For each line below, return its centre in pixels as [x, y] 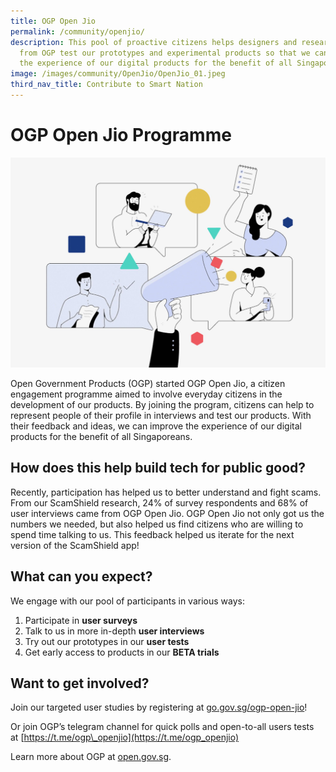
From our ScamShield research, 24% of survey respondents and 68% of [159, 502]
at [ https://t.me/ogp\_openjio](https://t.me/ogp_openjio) [125, 737]
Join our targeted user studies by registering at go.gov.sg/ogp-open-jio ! [159, 707]
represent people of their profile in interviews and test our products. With [161, 415]
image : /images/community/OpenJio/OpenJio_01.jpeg [118, 74]
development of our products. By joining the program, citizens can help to [162, 404]
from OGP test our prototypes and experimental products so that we [165, 53]
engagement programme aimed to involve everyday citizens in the [146, 394]
